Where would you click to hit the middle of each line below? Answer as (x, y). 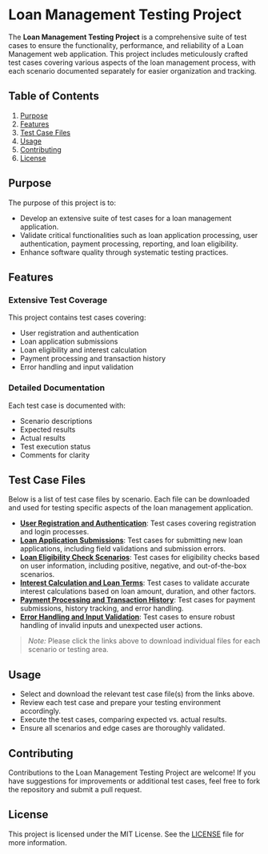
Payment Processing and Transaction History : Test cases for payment (138, 600)
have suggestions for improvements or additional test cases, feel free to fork (134, 781)
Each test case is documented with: (67, 405)
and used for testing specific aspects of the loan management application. (131, 508)
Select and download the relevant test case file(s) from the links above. (137, 694)
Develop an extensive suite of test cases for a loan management (126, 218)
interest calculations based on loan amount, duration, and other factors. (138, 591)
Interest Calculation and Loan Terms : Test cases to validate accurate (135, 583)
